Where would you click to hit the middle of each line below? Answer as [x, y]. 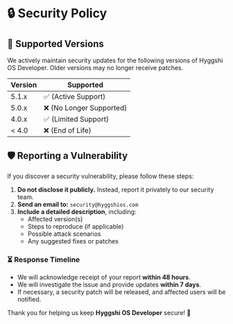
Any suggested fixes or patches [73, 241]
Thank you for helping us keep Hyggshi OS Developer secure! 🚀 [99, 313]
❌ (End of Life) [68, 130]
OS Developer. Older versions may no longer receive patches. [95, 68]
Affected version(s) [55, 219]
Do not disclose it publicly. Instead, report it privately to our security [115, 189]
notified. [29, 300]
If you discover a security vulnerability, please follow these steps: [101, 176]
